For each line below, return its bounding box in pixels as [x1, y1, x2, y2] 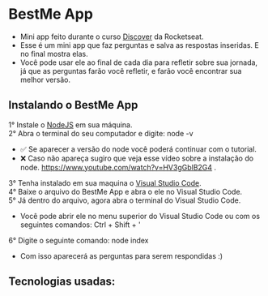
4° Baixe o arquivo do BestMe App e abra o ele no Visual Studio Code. [8, 187, 243, 196]
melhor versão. [19, 75, 71, 84]
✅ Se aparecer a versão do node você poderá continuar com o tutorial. [19, 144, 257, 154]
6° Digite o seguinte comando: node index [8, 235, 149, 245]
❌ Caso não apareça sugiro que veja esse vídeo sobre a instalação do [19, 153, 253, 163]
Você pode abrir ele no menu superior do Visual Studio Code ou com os [19, 211, 261, 221]
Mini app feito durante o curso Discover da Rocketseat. [19, 32, 204, 41]
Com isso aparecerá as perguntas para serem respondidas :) [19, 251, 223, 260]
